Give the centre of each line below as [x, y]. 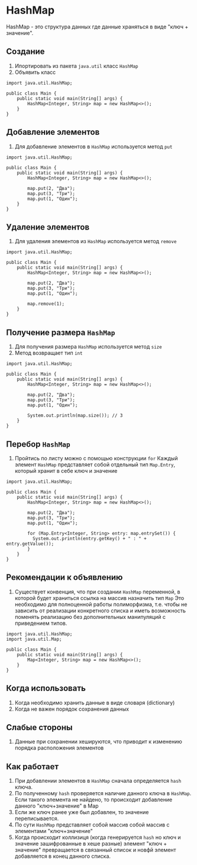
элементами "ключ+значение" [54, 831]
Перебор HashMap [38, 444]
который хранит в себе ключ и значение [66, 471]
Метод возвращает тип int [49, 353]
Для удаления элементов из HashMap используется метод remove [96, 241]
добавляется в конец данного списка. [63, 856]
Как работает [33, 766]
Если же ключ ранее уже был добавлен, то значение [82, 812]
